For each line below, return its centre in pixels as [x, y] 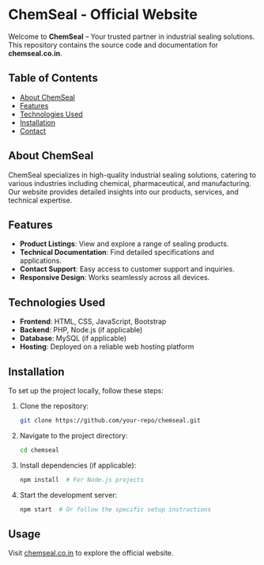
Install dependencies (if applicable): [78, 465]
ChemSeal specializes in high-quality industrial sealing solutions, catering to [132, 175]
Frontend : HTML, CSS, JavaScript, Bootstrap [93, 321]
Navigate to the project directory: [74, 435]
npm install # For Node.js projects [82, 480]
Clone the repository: [54, 406]
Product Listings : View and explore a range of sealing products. [124, 244]
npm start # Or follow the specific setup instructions [115, 509]
